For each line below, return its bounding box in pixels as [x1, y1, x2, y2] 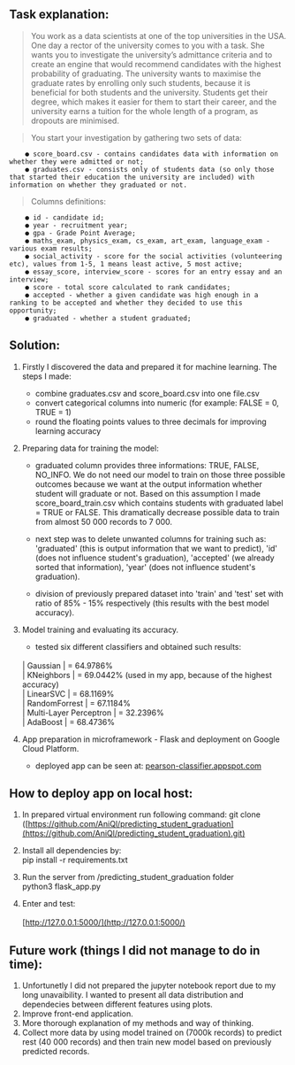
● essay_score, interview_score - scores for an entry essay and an [25, 267, 283, 276]
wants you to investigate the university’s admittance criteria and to [30, 49, 273, 60]
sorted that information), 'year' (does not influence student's [34, 561, 256, 572]
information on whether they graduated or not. [9, 181, 188, 189]
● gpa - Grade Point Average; [25, 228, 137, 237]
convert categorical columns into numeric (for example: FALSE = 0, [34, 397, 280, 408]
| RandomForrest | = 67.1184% [21, 698, 131, 708]
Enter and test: [21, 899, 76, 909]
